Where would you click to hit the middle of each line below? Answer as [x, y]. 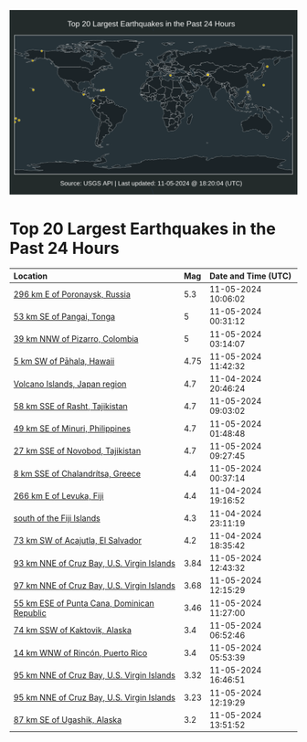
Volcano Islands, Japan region [70, 384]
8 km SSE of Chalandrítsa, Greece [77, 473]
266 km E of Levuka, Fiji [58, 495]
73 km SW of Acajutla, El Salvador [77, 541]
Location [31, 276]
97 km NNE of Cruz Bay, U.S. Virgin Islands [95, 585]
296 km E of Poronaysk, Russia [72, 294]
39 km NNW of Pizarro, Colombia [76, 339]
